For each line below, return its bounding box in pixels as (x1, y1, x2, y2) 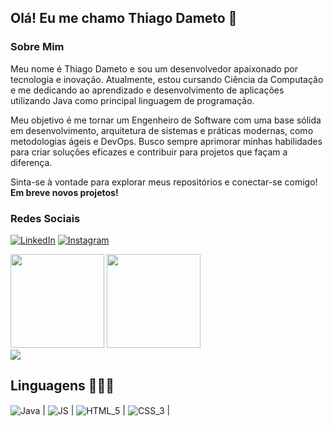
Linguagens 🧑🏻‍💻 (10, 377, 115, 395)
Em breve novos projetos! (10, 186, 119, 198)
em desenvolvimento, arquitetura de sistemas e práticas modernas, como (10, 124, 314, 136)
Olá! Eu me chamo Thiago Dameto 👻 (10, 10, 238, 27)
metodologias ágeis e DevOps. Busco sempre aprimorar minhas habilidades (10, 135, 323, 147)
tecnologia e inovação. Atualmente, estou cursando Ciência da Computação (10, 73, 324, 85)
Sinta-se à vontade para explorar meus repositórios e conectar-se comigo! (10, 176, 318, 188)
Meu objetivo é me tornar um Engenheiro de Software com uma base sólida (10, 114, 322, 126)
